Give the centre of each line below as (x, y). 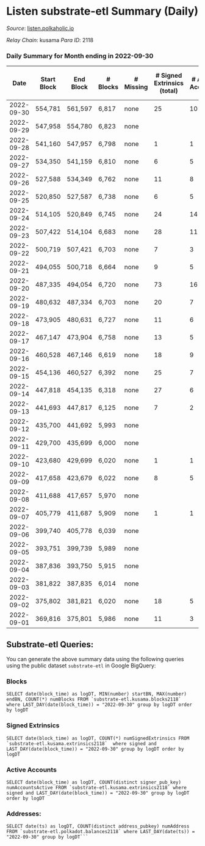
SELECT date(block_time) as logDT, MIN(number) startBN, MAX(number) (97, 694)
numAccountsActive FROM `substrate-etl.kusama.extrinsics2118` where (97, 787)
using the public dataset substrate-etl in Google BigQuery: (81, 666)
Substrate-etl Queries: (50, 644)
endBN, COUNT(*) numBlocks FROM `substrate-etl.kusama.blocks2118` (94, 699)
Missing (136, 87)
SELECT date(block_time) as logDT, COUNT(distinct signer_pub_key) (94, 782)
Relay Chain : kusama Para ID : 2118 (50, 40)
